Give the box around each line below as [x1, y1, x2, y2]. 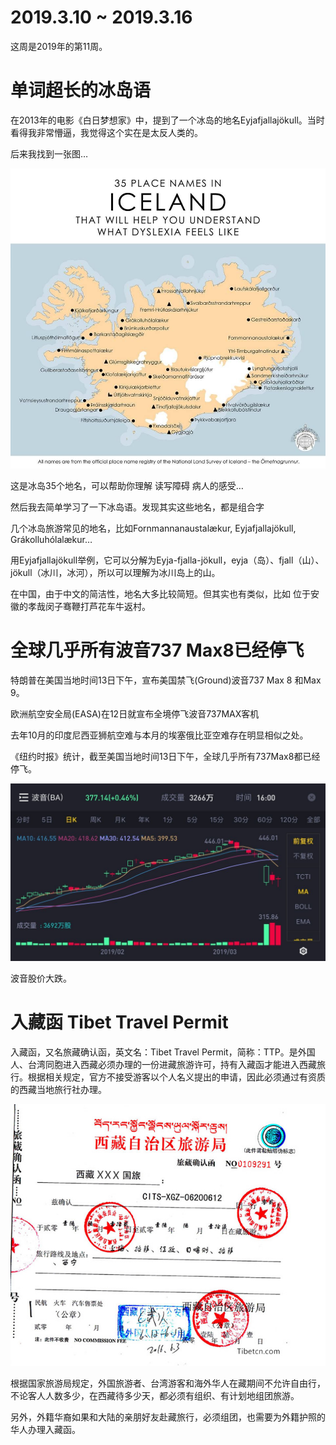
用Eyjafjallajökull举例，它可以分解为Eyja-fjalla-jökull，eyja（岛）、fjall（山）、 [10, 554, 325, 566]
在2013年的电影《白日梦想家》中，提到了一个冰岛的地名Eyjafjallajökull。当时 [10, 114, 325, 126]
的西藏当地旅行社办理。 [10, 1083, 107, 1095]
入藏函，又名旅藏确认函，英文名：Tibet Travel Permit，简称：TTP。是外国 [10, 1046, 316, 1058]
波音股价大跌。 [10, 972, 72, 984]
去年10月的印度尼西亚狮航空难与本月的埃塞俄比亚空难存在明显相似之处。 [10, 729, 309, 741]
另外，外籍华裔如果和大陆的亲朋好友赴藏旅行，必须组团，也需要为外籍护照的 [10, 1411, 326, 1423]
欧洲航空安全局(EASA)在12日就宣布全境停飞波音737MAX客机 [10, 708, 260, 720]
